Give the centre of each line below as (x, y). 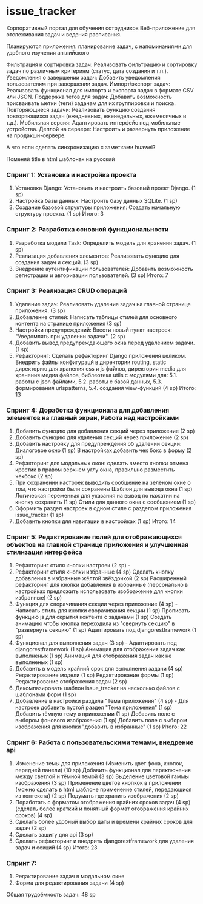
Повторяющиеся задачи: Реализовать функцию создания (81, 109)
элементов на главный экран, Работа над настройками (93, 417)
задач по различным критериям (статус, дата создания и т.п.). (87, 70)
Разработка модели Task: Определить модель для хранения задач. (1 (105, 243)
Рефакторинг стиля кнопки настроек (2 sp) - (73, 566)
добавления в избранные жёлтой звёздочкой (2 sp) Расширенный (101, 578)
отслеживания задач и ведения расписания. (64, 34)
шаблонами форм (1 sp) (46, 694)
